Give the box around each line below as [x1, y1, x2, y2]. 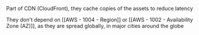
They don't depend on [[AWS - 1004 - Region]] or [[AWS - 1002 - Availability [6, 16, 193, 23]
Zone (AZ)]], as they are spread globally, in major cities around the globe [6, 23, 184, 29]
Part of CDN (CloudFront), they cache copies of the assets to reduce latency [6, 5, 193, 12]
